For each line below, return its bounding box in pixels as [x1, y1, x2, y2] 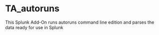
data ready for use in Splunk [5, 24, 63, 30]
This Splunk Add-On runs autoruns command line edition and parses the [5, 19, 154, 25]
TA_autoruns [5, 3, 60, 14]
